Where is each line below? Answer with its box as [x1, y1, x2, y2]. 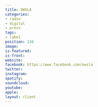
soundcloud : [5, 80, 29, 85]
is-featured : [5, 48, 32, 53]
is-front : [5, 53, 25, 58]
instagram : [5, 71, 27, 76]
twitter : [5, 67, 23, 72]
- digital [5, 21, 25, 26]
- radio [5, 16, 21, 21]
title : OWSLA [5, 7, 32, 12]
